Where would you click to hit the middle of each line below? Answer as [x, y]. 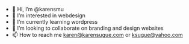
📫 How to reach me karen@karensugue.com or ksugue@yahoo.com [98, 35]
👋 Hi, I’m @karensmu [38, 9]
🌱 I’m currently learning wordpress [55, 22]
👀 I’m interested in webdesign [49, 15]
